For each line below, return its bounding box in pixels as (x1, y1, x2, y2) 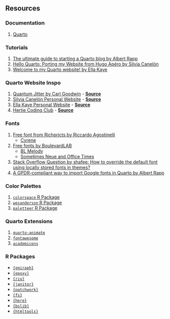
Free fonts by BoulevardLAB (12, 142, 72, 148)
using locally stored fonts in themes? (12, 164, 91, 171)
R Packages (5, 253, 35, 260)
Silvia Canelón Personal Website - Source (12, 96, 101, 102)
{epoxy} (12, 271, 29, 276)
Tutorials (5, 44, 28, 51)
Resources (5, 4, 40, 13)
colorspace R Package (12, 194, 60, 200)
